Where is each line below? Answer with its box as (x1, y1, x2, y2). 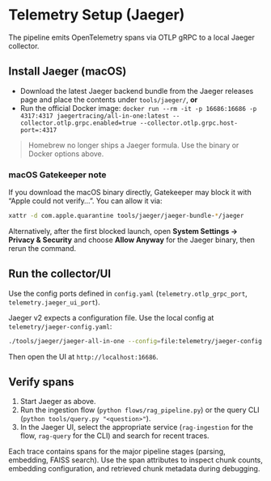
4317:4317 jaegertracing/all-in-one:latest (19, 112, 170, 120)
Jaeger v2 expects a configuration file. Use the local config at (8, 313, 214, 322)
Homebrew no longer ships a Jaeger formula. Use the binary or (28, 140, 239, 150)
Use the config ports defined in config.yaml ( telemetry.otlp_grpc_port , (8, 288, 248, 298)
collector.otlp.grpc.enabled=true (19, 119, 137, 127)
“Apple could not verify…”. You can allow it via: (8, 196, 163, 206)
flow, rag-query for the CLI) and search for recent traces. (19, 431, 210, 441)
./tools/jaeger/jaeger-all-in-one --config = (8, 337, 161, 345)
